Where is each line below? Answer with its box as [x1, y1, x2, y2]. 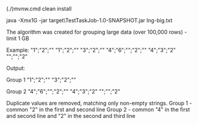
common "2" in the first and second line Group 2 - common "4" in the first [6, 106, 190, 113]
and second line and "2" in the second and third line [6, 113, 136, 119]
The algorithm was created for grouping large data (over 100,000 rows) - [6, 28, 187, 36]
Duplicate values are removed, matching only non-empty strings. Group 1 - [6, 99, 192, 107]
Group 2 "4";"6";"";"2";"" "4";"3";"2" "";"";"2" [6, 88, 121, 95]
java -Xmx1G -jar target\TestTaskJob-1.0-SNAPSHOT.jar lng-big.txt [6, 17, 173, 23]
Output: [6, 64, 25, 72]
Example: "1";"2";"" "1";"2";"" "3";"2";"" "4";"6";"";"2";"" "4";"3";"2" [6, 46, 176, 54]
